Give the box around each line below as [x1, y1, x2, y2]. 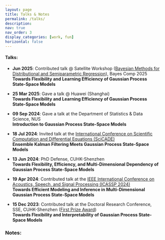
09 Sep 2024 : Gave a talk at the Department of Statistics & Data [12, 110, 143, 116]
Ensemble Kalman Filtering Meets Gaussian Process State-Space [12, 141, 149, 147]
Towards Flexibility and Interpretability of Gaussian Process [12, 211, 138, 217]
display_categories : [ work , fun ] [5, 35, 74, 40]
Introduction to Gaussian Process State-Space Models [12, 121, 127, 127]
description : [5, 21, 32, 26]
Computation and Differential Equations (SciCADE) [12, 136, 115, 142]
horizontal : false [5, 39, 43, 44]
